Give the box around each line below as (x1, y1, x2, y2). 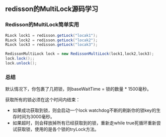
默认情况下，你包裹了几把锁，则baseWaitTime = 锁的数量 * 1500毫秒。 (5, 86, 152, 92)
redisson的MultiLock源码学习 (5, 5, 99, 14)
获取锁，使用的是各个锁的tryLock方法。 (17, 126, 99, 132)
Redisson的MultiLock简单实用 (5, 21, 79, 28)
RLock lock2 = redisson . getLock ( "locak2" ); (5, 37, 98, 43)
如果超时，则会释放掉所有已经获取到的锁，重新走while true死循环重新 (12, 120, 157, 126)
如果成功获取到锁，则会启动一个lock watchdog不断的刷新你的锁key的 (12, 107, 156, 113)
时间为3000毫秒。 (17, 114, 55, 120)
